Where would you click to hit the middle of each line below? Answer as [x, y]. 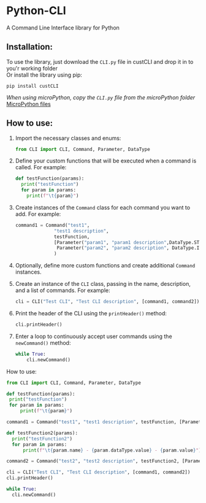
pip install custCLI [33, 86]
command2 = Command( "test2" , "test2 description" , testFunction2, [93, 461]
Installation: [30, 47]
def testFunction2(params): [42, 433]
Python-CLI [36, 11]
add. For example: [38, 214]
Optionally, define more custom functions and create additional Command [105, 266]
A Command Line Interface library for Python [63, 28]
